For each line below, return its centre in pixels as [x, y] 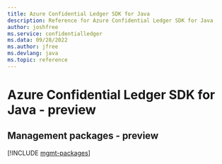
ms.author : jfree [33, 47]
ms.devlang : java [33, 54]
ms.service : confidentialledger [55, 34]
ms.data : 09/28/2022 [38, 40]
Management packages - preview [83, 136]
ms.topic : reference [38, 60]
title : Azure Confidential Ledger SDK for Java [79, 14]
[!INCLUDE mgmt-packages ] [49, 153]
